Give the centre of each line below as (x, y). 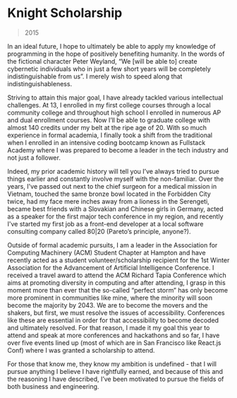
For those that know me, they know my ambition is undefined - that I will (112, 364)
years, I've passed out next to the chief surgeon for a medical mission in (112, 186)
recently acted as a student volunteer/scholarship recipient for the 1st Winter (119, 260)
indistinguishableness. (40, 83)
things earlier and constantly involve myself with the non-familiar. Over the (116, 179)
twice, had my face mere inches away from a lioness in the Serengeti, (108, 201)
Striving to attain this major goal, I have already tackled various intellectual (115, 98)
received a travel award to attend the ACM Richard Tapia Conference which (117, 275)
